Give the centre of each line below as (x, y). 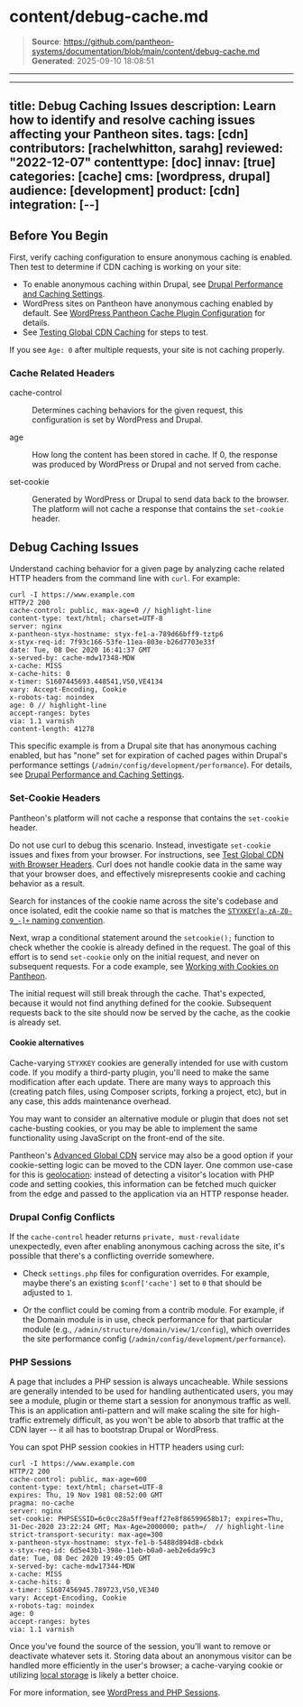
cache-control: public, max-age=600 (78, 1480)
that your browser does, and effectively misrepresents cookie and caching (147, 874)
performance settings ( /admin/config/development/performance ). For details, (151, 765)
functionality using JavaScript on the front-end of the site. (117, 1137)
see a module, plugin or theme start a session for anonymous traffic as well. (150, 1401)
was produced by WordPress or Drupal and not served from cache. (156, 464)
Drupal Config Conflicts (62, 1217)
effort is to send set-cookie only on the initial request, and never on (134, 956)
